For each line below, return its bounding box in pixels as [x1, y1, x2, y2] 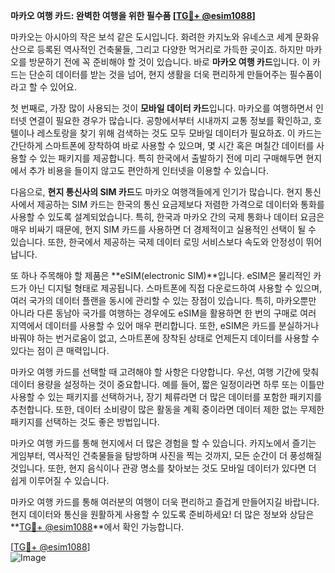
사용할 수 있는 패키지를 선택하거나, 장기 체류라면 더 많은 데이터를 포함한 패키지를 [10, 391, 323, 403]
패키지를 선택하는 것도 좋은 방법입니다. [10, 416, 160, 428]
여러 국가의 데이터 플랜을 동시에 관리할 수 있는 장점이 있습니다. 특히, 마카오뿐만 [10, 295, 317, 306]
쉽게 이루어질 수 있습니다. [10, 475, 110, 486]
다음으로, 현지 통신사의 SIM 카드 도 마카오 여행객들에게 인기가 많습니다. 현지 [10, 186, 303, 198]
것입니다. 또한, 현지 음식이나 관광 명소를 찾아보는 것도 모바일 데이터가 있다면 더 [10, 462, 317, 474]
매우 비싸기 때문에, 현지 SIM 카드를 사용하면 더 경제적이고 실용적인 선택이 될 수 [10, 224, 317, 235]
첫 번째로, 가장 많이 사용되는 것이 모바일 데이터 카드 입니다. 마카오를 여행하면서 [10, 102, 314, 114]
